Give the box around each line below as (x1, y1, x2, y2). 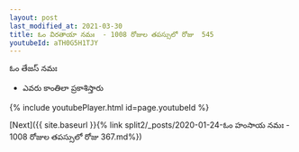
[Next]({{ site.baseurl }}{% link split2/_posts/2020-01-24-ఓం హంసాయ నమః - (9, 120, 290, 130)
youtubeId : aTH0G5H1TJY (9, 38, 99, 48)
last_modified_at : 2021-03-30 (9, 22, 123, 31)
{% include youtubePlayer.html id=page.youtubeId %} (9, 103, 210, 113)
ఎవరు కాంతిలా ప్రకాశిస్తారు (22, 83, 104, 94)
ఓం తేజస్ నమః (9, 63, 58, 74)
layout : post (9, 13, 59, 22)
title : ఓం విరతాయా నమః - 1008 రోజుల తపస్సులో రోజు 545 (9, 30, 214, 39)
